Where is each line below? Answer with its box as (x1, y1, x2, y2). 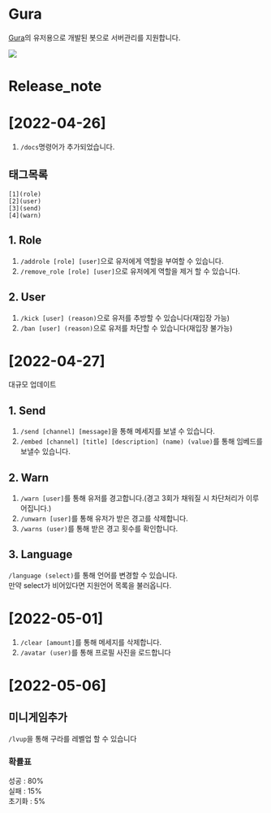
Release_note (8, 77, 102, 96)
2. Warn (8, 470, 49, 484)
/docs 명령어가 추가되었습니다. (19, 142, 115, 152)
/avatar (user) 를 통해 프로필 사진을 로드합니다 (19, 647, 172, 657)
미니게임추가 (8, 711, 67, 724)
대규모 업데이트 (8, 379, 57, 390)
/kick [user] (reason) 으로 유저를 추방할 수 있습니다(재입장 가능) (19, 313, 230, 322)
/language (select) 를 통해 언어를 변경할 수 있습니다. (8, 570, 178, 580)
